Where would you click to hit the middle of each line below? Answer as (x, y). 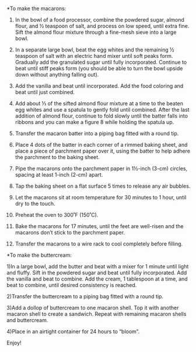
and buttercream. (27, 320)
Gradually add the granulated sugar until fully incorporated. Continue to (101, 62)
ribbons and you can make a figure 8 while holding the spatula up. (94, 122)
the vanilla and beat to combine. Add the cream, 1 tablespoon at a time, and (97, 279)
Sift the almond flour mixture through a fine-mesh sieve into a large (96, 32)
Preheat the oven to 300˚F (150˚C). (57, 215)
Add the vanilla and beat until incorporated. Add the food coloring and (99, 86)
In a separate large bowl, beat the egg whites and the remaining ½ (94, 50)
